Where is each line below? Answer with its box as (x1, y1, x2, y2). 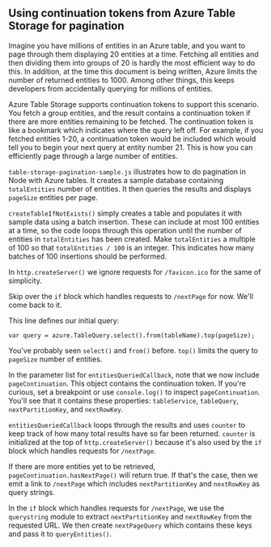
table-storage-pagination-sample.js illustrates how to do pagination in (8, 166, 247, 177)
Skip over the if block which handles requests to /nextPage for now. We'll (8, 291, 253, 301)
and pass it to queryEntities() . (8, 528, 112, 538)
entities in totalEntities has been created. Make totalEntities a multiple (8, 234, 256, 244)
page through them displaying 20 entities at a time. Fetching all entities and (8, 49, 259, 59)
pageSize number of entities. (8, 354, 103, 364)
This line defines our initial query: (8, 315, 120, 325)
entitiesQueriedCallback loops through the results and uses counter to (8, 420, 245, 429)
